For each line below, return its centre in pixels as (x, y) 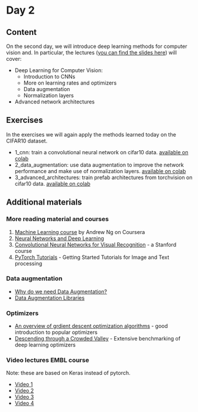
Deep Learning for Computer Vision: (59, 70)
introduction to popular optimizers (56, 332)
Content (22, 32)
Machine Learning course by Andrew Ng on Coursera (80, 232)
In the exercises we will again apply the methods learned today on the (91, 134)
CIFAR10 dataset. (27, 141)
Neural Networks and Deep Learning (59, 238)
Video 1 (24, 384)
